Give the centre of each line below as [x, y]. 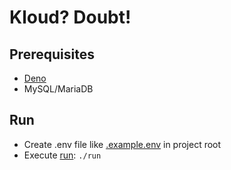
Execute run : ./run [62, 155]
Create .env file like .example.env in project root [122, 144]
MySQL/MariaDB [58, 89]
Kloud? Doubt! [70, 17]
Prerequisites [52, 54]
